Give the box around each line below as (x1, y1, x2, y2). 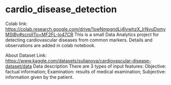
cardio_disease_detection (5, 4, 117, 15)
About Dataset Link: (5, 52, 47, 58)
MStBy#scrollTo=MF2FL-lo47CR (5, 31, 74, 37)
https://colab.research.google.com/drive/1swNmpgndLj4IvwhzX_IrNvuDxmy (5, 26, 166, 32)
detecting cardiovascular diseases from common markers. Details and (5, 37, 153, 43)
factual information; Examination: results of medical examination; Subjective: (5, 68, 166, 75)
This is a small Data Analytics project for (74, 31, 159, 37)
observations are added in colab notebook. (5, 42, 96, 48)
